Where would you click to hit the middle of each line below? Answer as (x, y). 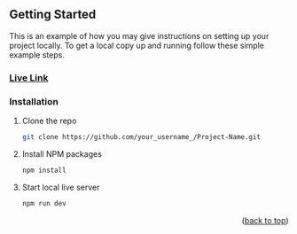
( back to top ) (265, 220)
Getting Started (53, 15)
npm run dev (44, 203)
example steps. (37, 55)
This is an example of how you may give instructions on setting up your (139, 35)
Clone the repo (49, 121)
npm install (44, 170)
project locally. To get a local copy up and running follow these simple (137, 45)
